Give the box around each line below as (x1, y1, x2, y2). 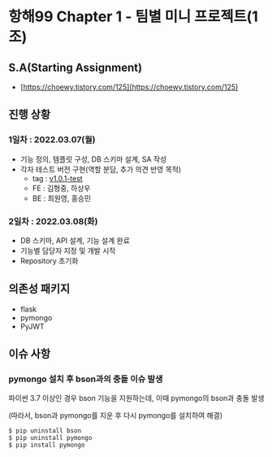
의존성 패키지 (8, 282, 71, 296)
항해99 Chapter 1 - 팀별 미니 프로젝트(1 (8, 7, 258, 26)
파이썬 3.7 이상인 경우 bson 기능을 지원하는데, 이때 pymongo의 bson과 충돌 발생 (8, 394, 265, 403)
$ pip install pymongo (8, 441, 85, 450)
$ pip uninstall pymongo (8, 434, 93, 442)
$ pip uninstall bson (8, 427, 82, 435)
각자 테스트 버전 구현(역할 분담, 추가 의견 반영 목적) (19, 164, 182, 174)
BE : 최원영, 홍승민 (32, 193, 92, 203)
